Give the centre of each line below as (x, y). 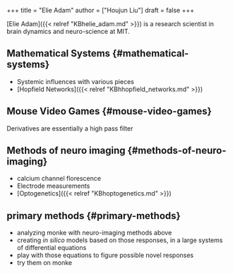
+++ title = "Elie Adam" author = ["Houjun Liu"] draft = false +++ (101, 10)
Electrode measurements (53, 186)
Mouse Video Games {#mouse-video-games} (109, 111)
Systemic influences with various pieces (76, 81)
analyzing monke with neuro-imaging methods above (94, 233)
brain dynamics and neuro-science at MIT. (68, 31)
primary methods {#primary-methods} (94, 216)
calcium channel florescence (59, 179)
